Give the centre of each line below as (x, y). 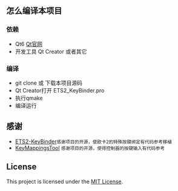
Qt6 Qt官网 (28, 44)
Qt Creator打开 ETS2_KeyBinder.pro (60, 90)
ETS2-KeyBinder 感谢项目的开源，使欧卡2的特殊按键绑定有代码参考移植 (94, 141)
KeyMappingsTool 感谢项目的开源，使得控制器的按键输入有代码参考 (90, 147)
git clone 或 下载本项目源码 (49, 83)
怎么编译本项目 (34, 11)
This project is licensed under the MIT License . (65, 181)
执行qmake (29, 98)
